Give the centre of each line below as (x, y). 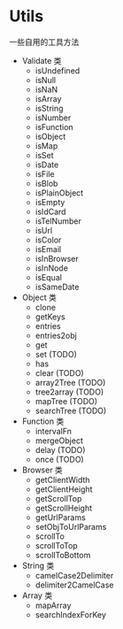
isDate (47, 165)
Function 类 (43, 421)
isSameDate (57, 287)
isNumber (53, 118)
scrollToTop (56, 545)
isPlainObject (59, 193)
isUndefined (58, 70)
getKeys (50, 317)
